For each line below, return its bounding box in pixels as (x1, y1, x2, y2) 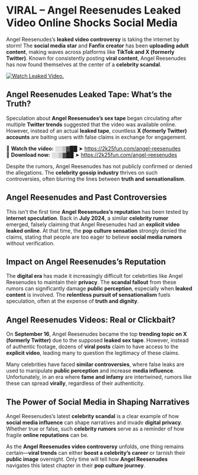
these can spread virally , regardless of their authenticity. (6, 380, 145, 387)
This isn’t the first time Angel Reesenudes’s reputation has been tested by (6, 208, 189, 215)
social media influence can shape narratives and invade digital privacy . (6, 419, 183, 426)
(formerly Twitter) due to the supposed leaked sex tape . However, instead (6, 337, 189, 344)
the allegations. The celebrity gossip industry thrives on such (6, 169, 158, 176)
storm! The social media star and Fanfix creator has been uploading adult (6, 42, 189, 49)
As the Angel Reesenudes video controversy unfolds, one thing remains (6, 443, 184, 450)
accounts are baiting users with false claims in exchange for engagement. (6, 133, 187, 140)
